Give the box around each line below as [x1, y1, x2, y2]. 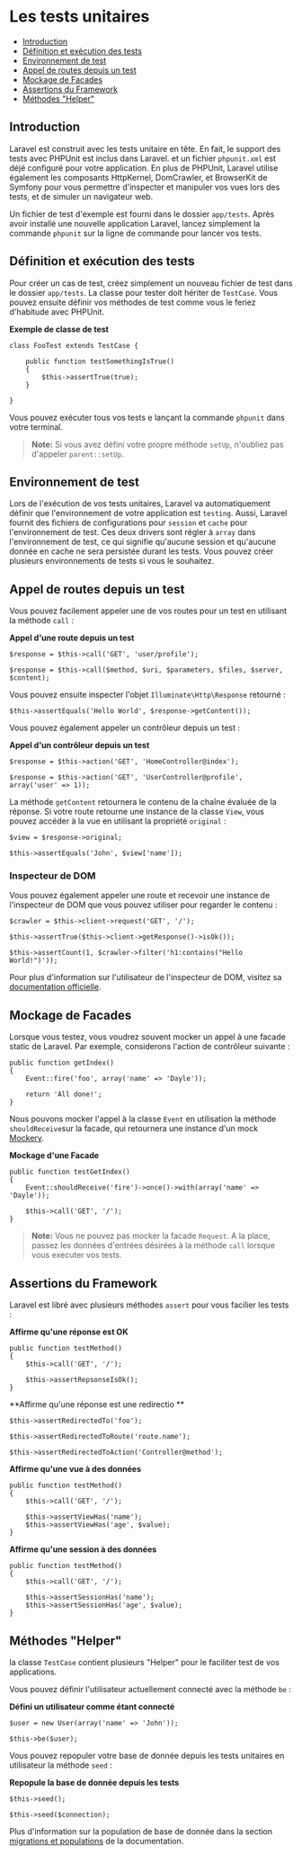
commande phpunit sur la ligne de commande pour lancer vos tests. [9, 227, 262, 238]
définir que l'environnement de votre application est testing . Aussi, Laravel [9, 508, 288, 519]
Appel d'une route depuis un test [9, 632, 135, 644]
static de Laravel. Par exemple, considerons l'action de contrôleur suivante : [9, 1041, 290, 1052]
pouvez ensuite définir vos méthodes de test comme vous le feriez [9, 297, 256, 308]
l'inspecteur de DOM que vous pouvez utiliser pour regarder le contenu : [9, 899, 278, 910]
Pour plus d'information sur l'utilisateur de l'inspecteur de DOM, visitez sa [9, 972, 282, 983]
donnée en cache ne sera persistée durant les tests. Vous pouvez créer [9, 546, 274, 557]
